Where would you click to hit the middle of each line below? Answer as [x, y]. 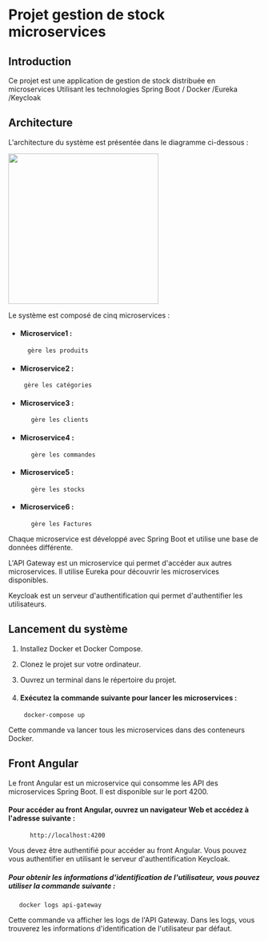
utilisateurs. [27, 604]
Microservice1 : [46, 334]
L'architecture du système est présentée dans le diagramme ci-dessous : [128, 142]
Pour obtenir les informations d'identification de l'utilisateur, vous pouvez [134, 877]
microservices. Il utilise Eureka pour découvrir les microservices [114, 572]
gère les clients [60, 420]
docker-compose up [54, 716]
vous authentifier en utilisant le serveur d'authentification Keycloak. [119, 859]
